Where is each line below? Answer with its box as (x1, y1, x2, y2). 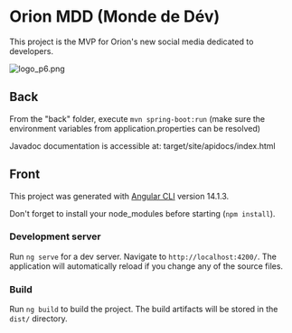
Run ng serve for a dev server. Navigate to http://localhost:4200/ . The (9, 251, 278, 262)
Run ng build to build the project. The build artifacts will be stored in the (9, 304, 278, 315)
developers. (9, 45, 54, 56)
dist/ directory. (9, 313, 68, 324)
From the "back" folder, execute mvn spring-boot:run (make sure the (9, 113, 265, 124)
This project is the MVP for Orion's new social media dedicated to (9, 36, 254, 47)
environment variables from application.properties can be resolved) (9, 123, 260, 134)
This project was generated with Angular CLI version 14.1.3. (9, 190, 230, 201)
